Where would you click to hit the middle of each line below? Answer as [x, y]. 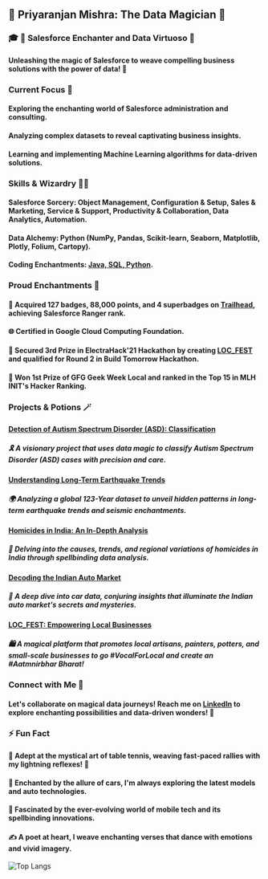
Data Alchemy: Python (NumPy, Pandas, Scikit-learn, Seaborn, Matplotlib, [134, 238]
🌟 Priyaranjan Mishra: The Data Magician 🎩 [117, 15]
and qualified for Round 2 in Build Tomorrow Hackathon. [104, 359]
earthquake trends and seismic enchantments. [106, 510]
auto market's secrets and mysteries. [73, 604]
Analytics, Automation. [48, 220]
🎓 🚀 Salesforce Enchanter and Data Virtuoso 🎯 [102, 39]
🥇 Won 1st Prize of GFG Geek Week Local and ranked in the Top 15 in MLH [132, 377]
